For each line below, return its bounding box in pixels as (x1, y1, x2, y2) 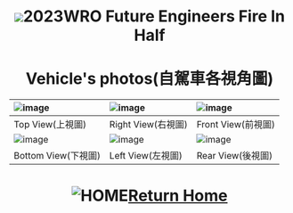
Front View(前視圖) (196, 119, 276, 131)
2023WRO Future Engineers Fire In (22, 6, 286, 27)
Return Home (127, 185, 228, 206)
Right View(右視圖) (109, 119, 189, 131)
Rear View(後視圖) (196, 150, 273, 162)
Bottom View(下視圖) (13, 150, 101, 162)
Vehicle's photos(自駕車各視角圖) (25, 69, 274, 89)
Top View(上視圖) (13, 119, 87, 131)
